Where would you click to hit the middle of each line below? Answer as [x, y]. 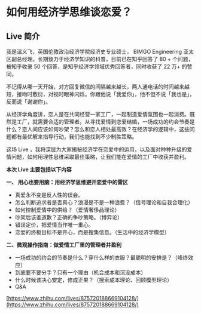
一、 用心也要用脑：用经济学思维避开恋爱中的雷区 [67, 182]
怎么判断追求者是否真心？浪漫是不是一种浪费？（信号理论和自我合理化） [104, 202]
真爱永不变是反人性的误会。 [49, 195]
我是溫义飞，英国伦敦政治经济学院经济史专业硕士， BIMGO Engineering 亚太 [100, 52]
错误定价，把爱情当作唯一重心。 [54, 225]
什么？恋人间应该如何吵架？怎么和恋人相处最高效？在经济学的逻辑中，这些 [98, 129]
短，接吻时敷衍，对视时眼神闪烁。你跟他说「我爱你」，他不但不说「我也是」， [100, 94]
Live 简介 [23, 36]
